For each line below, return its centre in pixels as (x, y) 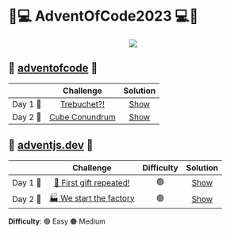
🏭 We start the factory (92, 198)
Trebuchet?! (82, 103)
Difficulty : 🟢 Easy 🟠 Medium (57, 221)
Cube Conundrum (82, 117)
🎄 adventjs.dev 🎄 (51, 145)
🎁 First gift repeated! (92, 183)
